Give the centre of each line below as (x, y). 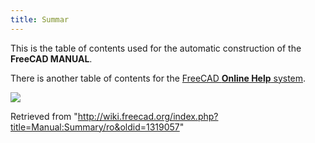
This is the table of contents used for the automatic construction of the (156, 48)
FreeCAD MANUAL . (51, 58)
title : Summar (40, 19)
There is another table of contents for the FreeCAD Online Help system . (158, 78)
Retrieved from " (44, 116)
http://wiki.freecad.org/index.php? (148, 116)
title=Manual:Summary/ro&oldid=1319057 (95, 127)
